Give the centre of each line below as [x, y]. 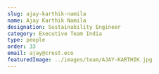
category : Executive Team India [55, 33]
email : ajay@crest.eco [40, 54]
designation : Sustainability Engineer [64, 27]
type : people [26, 40]
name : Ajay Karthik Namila [47, 20]
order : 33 [22, 47]
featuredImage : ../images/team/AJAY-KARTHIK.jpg [80, 60]
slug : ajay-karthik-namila [47, 14]
